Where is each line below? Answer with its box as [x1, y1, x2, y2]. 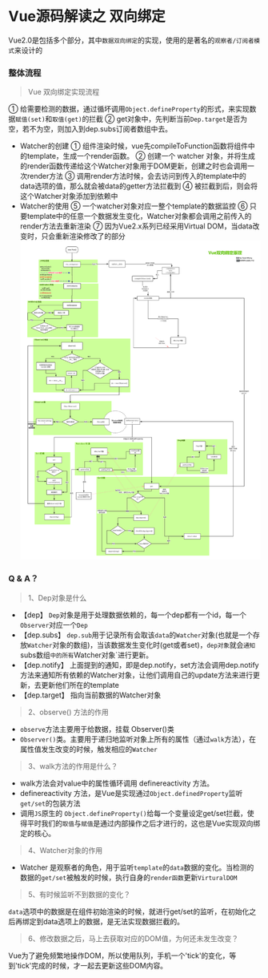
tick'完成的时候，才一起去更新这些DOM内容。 [17, 960, 168, 970]
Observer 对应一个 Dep [19, 620, 88, 629]
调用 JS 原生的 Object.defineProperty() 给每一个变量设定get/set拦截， [19, 808, 248, 818]
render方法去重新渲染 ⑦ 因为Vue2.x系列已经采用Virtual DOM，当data [19, 221, 253, 231]
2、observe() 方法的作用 [27, 707, 110, 717]
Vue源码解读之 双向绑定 [8, 7, 166, 26]
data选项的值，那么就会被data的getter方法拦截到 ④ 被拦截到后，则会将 [19, 181, 258, 191]
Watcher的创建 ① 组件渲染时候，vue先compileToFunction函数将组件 [19, 141, 248, 151]
